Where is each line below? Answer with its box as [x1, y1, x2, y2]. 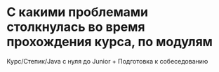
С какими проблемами [6, 4, 149, 20]
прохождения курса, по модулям [6, 34, 213, 50]
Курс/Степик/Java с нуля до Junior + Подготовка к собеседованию [6, 57, 208, 65]
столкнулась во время [6, 19, 145, 35]
